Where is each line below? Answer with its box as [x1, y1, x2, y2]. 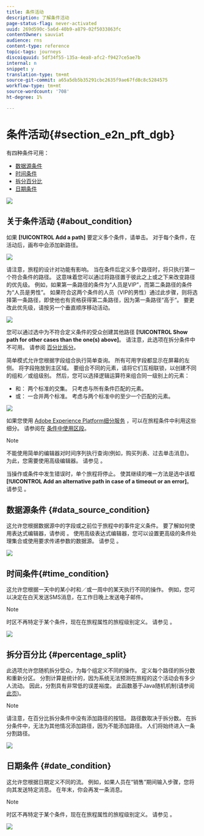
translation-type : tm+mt [6, 71, 70, 78]
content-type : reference [6, 43, 70, 50]
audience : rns [6, 37, 43, 43]
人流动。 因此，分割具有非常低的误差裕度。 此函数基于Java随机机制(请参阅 [6, 682, 195, 689]
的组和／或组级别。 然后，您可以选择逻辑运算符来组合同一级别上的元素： [6, 372, 190, 379]
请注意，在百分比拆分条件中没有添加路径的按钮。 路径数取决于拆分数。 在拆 [6, 714, 197, 722]
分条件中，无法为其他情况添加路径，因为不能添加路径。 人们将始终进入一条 [6, 722, 195, 729]
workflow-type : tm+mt [6, 83, 62, 89]
